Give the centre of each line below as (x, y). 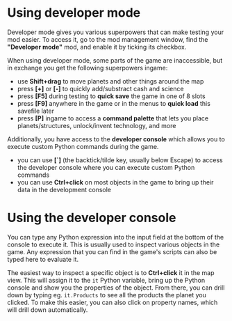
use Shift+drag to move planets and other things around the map (110, 81)
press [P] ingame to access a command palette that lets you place (113, 118)
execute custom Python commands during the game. (83, 146)
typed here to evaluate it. (43, 259)
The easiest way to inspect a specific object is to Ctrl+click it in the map (111, 272)
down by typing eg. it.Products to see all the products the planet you (107, 295)
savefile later (35, 111)
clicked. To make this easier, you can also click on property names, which (113, 302)
